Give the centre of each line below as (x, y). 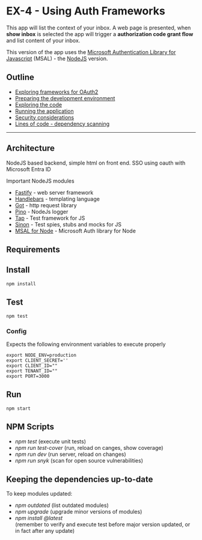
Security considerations (44, 117)
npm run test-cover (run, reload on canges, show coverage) (89, 447)
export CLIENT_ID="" (32, 366)
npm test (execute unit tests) (50, 441)
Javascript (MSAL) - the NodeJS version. (57, 58)
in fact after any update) (45, 531)
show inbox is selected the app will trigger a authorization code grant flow (100, 34)
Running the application (44, 111)
